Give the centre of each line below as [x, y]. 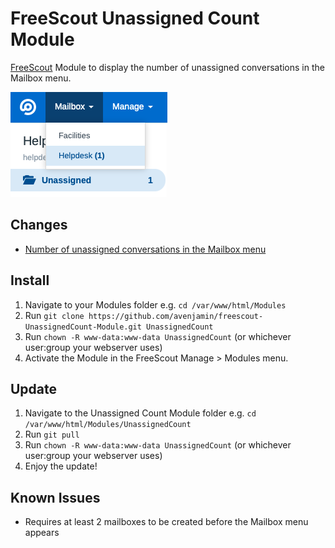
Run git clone [54, 315]
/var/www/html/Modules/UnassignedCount [108, 425]
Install [30, 280]
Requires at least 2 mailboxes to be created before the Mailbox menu [166, 522]
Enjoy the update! [61, 466]
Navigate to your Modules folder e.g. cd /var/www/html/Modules [155, 304]
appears [42, 533]
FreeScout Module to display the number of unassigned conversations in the [167, 67]
